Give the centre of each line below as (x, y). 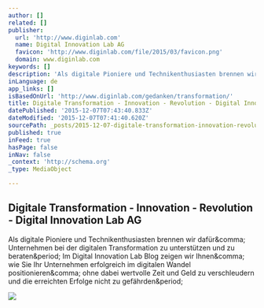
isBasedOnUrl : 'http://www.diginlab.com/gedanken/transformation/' (121, 96)
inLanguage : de (33, 81)
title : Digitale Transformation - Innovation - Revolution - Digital (125, 103)
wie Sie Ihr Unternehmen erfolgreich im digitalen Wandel (99, 264)
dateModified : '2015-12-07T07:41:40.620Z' (79, 118)
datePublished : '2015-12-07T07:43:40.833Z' (81, 111)
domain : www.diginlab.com (58, 60)
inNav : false (29, 154)
